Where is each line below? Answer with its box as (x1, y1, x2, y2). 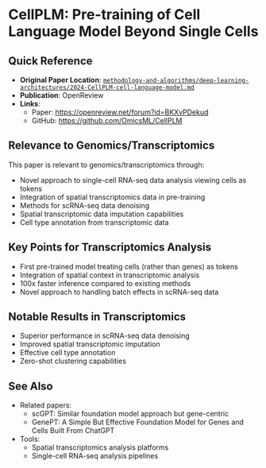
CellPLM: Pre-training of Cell (8, 6, 201, 24)
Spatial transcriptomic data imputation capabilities (19, 209, 184, 219)
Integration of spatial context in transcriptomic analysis (19, 270, 200, 280)
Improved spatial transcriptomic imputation (19, 339, 160, 349)
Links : (19, 99, 41, 108)
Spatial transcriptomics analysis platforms (31, 443, 169, 452)
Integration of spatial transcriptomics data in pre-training (19, 192, 206, 202)
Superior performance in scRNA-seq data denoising (19, 331, 191, 341)
